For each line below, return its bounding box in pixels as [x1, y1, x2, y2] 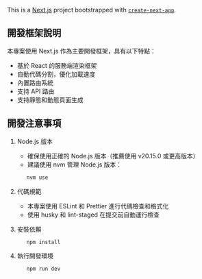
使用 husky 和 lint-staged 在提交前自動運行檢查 [27, 210, 160, 219]
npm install [26, 239, 61, 245]
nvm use [26, 174, 49, 181]
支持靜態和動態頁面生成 [16, 95, 84, 104]
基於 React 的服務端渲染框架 [16, 61, 97, 69]
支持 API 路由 [16, 87, 55, 95]
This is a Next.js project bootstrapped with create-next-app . [7, 6, 177, 14]
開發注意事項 [7, 118, 62, 130]
